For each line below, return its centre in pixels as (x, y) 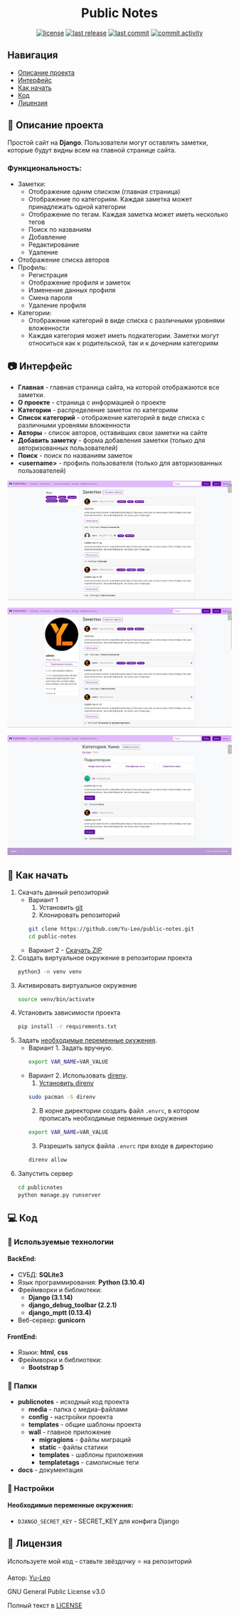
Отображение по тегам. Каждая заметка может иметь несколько (128, 214)
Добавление (47, 237)
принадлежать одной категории (77, 206)
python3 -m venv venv (50, 971)
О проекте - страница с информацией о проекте (92, 402)
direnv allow (48, 1160)
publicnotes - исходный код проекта (73, 1401)
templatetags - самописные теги (89, 1462)
